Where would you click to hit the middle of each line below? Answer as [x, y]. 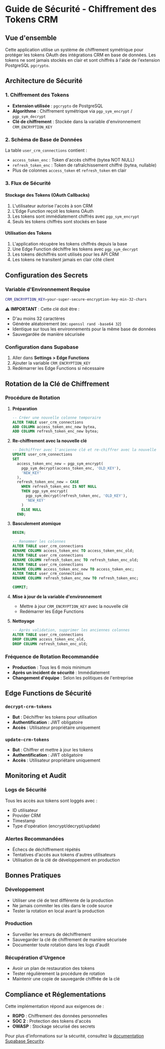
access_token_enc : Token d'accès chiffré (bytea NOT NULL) [73, 160]
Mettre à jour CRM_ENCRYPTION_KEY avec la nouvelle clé [74, 606]
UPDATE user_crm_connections [42, 455]
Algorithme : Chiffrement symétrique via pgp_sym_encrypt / [72, 111]
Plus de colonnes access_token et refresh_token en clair [69, 170]
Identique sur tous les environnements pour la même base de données [84, 329]
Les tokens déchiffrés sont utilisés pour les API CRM [65, 254]
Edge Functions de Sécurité [48, 693]
